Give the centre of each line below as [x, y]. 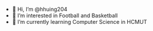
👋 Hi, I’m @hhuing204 [40, 9]
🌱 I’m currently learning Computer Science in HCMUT [80, 22]
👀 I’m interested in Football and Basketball [65, 15]
